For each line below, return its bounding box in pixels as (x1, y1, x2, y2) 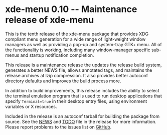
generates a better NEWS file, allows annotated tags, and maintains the (5, 67, 152, 73)
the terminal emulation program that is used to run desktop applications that (5, 93, 162, 99)
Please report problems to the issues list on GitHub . (5, 124, 112, 130)
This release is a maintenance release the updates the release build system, (5, 62, 162, 68)
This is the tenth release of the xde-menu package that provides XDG (5, 31, 149, 37)
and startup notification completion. (20, 52, 94, 58)
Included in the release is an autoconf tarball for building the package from (5, 113, 159, 119)
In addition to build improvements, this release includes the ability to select (5, 87, 159, 93)
